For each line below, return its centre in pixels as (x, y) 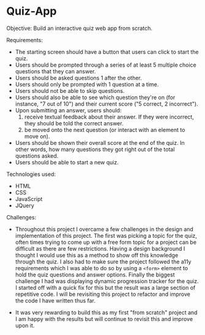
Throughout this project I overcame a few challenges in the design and (104, 229)
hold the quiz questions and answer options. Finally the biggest (95, 274)
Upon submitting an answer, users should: (68, 110)
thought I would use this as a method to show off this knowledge (97, 255)
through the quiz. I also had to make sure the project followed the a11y (103, 262)
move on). (37, 136)
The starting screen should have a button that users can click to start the (107, 52)
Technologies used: (31, 174)
